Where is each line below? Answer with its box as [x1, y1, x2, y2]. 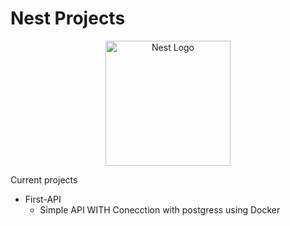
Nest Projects [10, 7, 126, 30]
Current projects [10, 173, 78, 186]
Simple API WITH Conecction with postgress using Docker [39, 203, 281, 216]
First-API [24, 193, 62, 205]
